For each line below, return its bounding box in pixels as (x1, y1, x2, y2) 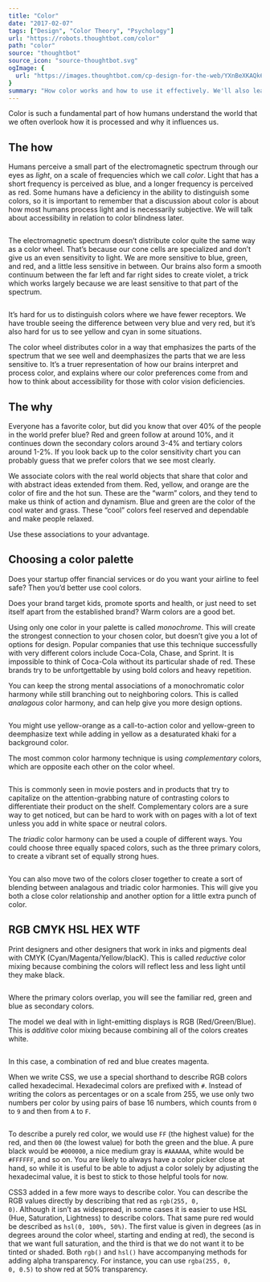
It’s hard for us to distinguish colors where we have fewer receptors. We (8, 310, 247, 319)
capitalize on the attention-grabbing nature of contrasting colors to (8, 793, 230, 802)
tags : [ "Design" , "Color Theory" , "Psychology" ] (8, 27, 174, 35)
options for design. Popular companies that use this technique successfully (8, 639, 258, 649)
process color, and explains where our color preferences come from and (8, 368, 248, 378)
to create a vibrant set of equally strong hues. (8, 851, 159, 861)
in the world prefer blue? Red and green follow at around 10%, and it (8, 430, 235, 439)
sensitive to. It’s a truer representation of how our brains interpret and (8, 360, 239, 369)
